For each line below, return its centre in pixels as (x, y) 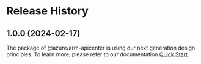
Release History (47, 11)
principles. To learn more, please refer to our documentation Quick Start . (98, 54)
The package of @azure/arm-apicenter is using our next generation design (101, 48)
